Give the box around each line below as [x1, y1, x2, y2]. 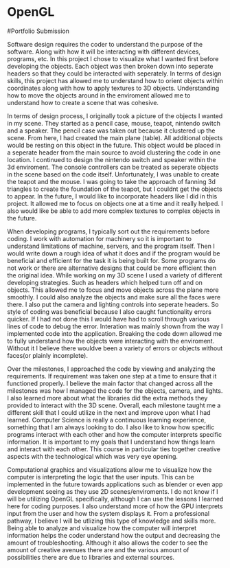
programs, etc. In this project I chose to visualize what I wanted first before [7, 54, 219, 63]
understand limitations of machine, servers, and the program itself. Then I [7, 242, 215, 250]
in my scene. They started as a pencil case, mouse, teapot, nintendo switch [7, 119, 221, 127]
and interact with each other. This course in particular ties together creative [7, 444, 221, 453]
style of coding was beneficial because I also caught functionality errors [7, 307, 211, 316]
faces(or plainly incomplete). [7, 351, 88, 359]
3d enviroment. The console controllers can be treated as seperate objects [7, 163, 219, 171]
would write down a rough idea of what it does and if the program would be [7, 249, 220, 258]
